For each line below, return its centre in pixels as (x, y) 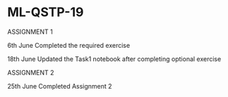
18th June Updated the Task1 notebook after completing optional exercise (114, 59)
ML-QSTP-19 (46, 12)
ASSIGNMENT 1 (30, 32)
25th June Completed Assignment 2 (60, 86)
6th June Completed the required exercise (69, 45)
